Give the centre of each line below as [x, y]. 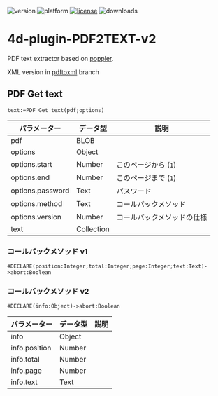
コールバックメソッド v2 [48, 291]
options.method [37, 203]
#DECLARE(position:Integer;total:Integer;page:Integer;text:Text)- [108, 266]
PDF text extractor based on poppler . [60, 58]
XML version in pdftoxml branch [53, 72]
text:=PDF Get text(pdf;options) [56, 110]
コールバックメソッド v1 [48, 251]
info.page [26, 371]
